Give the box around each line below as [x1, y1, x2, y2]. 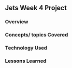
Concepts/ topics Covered [5, 32, 68, 38]
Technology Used [5, 45, 47, 51]
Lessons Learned [5, 58, 47, 65]
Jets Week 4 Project [5, 4, 67, 12]
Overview [5, 18, 29, 25]
